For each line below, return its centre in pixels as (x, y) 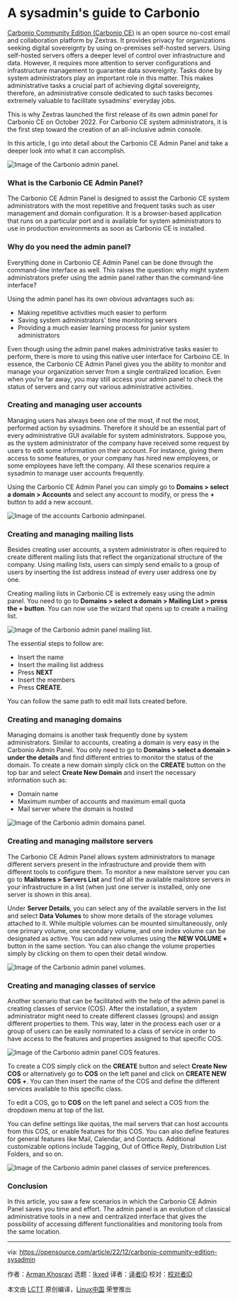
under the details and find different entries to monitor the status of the (110, 758)
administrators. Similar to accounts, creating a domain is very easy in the (113, 742)
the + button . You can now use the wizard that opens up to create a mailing (118, 609)
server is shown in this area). (50, 894)
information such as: (37, 780)
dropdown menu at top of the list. (56, 1110)
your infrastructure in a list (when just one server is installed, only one (109, 887)
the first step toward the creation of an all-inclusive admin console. (105, 129)
